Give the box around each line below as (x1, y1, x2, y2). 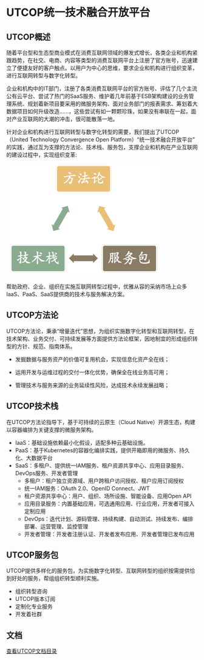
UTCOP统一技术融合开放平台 (6, 5, 151, 20)
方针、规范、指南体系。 (16, 342, 76, 350)
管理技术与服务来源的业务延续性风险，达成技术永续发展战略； (15, 381, 170, 389)
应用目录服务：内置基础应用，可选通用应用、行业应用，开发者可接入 (24, 500, 195, 507)
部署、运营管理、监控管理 (24, 522, 89, 530)
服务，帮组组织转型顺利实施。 (27, 575, 102, 582)
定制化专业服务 (15, 603, 53, 610)
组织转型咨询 (15, 587, 47, 595)
